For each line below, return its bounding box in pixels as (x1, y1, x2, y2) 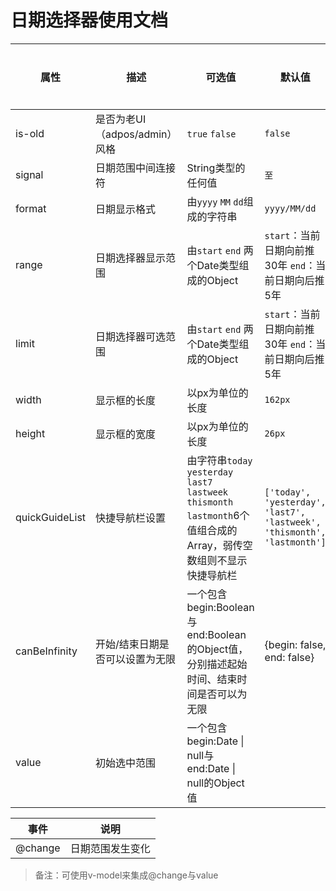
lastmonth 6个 (186, 508, 250, 522)
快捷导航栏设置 (95, 511, 167, 525)
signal (15, 167, 44, 181)
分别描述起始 (186, 657, 248, 671)
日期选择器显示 (95, 251, 167, 265)
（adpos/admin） (95, 127, 178, 141)
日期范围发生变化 (69, 841, 151, 855)
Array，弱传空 (186, 538, 253, 552)
